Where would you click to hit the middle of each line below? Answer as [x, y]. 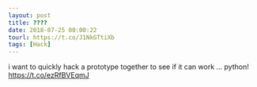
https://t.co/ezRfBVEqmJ [49, 75]
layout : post [30, 15]
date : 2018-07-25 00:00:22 [53, 30]
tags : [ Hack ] [30, 45]
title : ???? [28, 23]
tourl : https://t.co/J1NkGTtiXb [61, 37]
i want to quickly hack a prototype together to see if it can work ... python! [128, 67]
